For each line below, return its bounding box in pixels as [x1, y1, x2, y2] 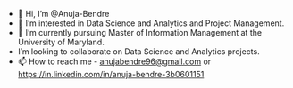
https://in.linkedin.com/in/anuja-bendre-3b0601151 [17, 69, 205, 79]
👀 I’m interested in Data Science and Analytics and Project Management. [17, 18, 285, 28]
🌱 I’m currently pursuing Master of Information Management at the [17, 28, 262, 37]
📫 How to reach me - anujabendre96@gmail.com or [17, 56, 212, 67]
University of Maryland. [17, 36, 105, 47]
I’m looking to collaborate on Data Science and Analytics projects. [17, 46, 261, 57]
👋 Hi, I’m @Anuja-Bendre [17, 9, 110, 19]
